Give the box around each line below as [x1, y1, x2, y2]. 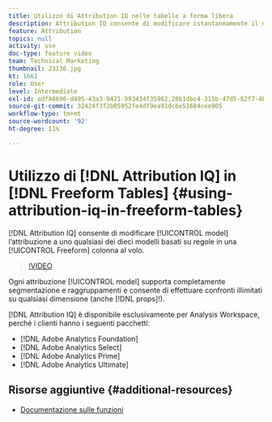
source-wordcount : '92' [8, 117, 89, 126]
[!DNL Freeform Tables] [8, 184, 169, 202]
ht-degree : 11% [8, 125, 60, 133]
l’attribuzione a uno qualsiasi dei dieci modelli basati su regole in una [8, 237, 237, 246]
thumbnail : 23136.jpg [8, 65, 82, 73]
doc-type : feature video [8, 49, 92, 58]
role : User [8, 79, 45, 87]
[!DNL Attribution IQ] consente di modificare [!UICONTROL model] [8, 228, 229, 237]
